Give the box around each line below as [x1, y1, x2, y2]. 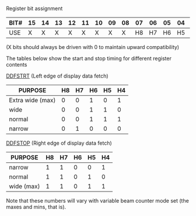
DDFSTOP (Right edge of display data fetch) [6, 140, 112, 147]
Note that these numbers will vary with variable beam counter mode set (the [6, 197, 190, 204]
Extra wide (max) [9, 96, 56, 104]
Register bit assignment [6, 5, 63, 12]
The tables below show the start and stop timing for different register [6, 55, 172, 62]
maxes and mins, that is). [6, 204, 66, 210]
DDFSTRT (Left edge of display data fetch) [6, 72, 109, 79]
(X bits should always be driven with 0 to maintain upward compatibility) [6, 44, 180, 50]
